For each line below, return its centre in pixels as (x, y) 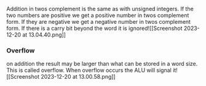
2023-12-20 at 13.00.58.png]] (78, 77)
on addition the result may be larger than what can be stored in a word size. (102, 64)
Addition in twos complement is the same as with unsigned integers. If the (100, 9)
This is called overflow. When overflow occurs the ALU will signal (89, 70)
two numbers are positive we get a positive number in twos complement (98, 15)
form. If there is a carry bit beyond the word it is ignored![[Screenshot (94, 28)
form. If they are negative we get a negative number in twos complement (98, 22)
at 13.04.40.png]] (44, 35)
